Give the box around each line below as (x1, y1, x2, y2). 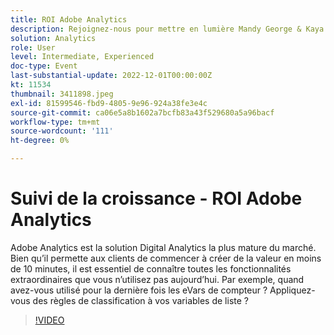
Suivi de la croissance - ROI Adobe (10, 187, 303, 210)
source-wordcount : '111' (10, 126, 114, 136)
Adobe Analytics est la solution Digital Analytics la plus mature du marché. (10, 241, 317, 253)
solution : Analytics (10, 33, 97, 43)
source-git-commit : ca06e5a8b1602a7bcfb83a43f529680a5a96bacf (10, 107, 275, 118)
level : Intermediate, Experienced (10, 52, 155, 62)
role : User (10, 42, 56, 53)
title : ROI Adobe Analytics (10, 14, 128, 25)
